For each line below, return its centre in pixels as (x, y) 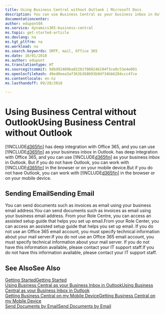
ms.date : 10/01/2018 (26, 56)
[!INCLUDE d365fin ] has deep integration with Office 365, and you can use (80, 147)
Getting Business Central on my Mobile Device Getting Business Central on (80, 296)
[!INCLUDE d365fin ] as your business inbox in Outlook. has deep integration (82, 152)
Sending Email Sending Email (50, 193)
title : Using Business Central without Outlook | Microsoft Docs (73, 10)
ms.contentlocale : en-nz (30, 78)
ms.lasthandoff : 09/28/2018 (34, 83)
